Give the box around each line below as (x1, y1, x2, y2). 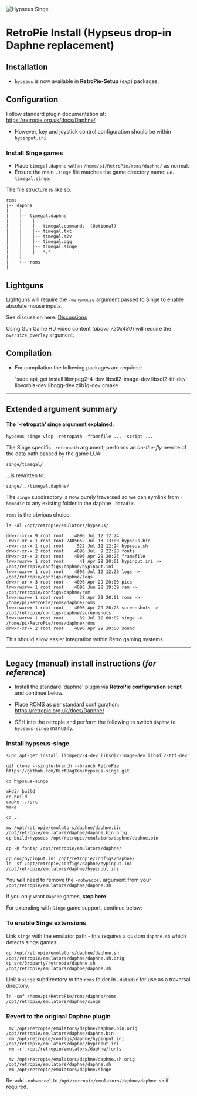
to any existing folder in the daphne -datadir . (26, 500, 135, 507)
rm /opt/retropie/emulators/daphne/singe (8, 1067, 111, 1073)
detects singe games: (6, 938, 59, 945)
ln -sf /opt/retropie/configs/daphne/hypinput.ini (6, 861, 133, 867)
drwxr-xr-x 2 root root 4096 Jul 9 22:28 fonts (6, 548, 135, 554)
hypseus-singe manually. (14, 725, 74, 732)
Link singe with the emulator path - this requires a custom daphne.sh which (6, 932, 186, 940)
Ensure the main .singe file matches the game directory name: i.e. (14, 168, 175, 176)
